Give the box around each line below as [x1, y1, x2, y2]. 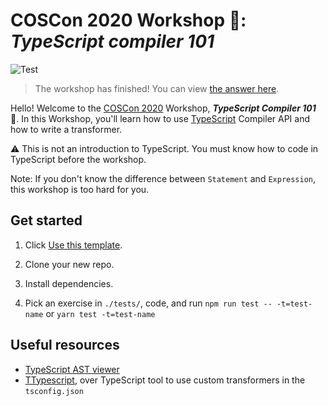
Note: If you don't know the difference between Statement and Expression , [10, 172, 317, 184]
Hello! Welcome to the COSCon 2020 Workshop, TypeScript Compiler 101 [10, 102, 317, 114]
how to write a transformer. [10, 123, 123, 135]
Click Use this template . [24, 239, 123, 251]
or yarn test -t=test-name [45, 307, 156, 319]
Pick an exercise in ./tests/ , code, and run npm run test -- [24, 297, 273, 309]
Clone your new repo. [24, 258, 115, 270]
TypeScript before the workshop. [10, 153, 147, 165]
